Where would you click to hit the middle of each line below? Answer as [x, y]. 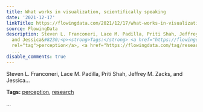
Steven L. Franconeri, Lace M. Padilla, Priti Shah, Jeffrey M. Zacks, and [95, 73]
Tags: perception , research [40, 92]
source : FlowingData [32, 29]
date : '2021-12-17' [31, 17]
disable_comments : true [36, 57]
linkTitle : [20, 23]
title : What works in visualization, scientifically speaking [86, 12]
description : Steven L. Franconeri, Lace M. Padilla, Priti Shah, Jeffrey [102, 34]
